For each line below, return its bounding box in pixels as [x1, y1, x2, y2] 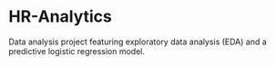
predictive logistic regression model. [8, 45, 146, 56]
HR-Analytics [8, 6, 113, 27]
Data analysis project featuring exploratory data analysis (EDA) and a [8, 36, 268, 47]
